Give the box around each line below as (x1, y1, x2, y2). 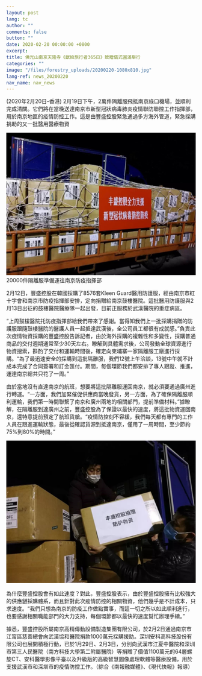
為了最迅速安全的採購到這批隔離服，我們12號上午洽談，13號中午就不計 (19, 355, 194, 362)
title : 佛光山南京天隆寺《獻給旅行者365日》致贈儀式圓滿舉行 (6, 54, 141, 60)
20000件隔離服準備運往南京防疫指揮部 (6, 277, 102, 284)
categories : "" (6, 60, 44, 66)
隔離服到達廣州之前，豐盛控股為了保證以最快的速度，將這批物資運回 (22, 406, 191, 413)
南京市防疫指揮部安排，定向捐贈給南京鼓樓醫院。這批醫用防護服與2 (26, 297, 194, 305)
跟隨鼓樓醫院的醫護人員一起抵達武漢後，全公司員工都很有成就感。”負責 (16, 325, 191, 332)
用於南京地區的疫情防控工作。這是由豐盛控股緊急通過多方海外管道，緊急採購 (6, 113, 196, 120)
